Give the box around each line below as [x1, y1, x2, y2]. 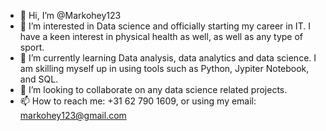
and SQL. [19, 73, 59, 85]
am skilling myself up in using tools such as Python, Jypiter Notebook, [19, 63, 310, 74]
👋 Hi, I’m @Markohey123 [19, 10, 122, 21]
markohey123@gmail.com [19, 110, 127, 121]
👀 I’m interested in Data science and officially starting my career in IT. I [19, 20, 311, 32]
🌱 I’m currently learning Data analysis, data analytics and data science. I [19, 52, 317, 64]
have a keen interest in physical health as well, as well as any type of [19, 31, 304, 42]
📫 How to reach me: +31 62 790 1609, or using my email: [19, 95, 257, 107]
